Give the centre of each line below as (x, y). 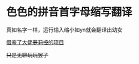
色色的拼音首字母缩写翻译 (69, 12)
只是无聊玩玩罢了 (27, 55)
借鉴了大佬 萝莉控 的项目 (35, 42)
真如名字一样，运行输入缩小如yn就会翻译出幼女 (64, 30)
